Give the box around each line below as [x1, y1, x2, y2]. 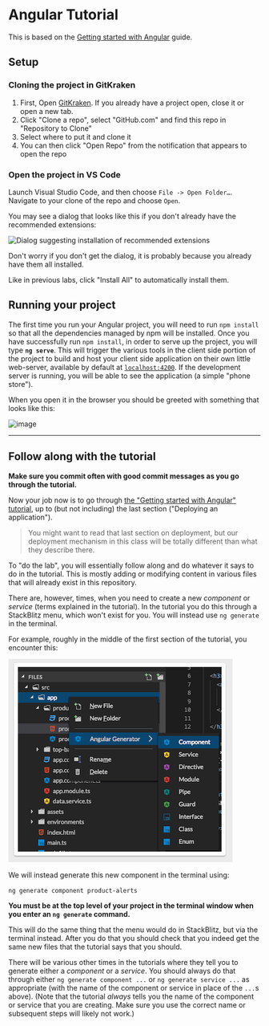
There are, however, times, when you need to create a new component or [8, 592, 251, 603]
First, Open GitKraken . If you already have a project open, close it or [19, 98, 244, 108]
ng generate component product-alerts [8, 886, 138, 894]
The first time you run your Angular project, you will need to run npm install [8, 320, 259, 329]
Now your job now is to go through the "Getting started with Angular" [8, 495, 236, 505]
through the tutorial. [8, 479, 78, 489]
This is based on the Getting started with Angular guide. [8, 32, 193, 42]
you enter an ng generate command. [8, 910, 130, 919]
